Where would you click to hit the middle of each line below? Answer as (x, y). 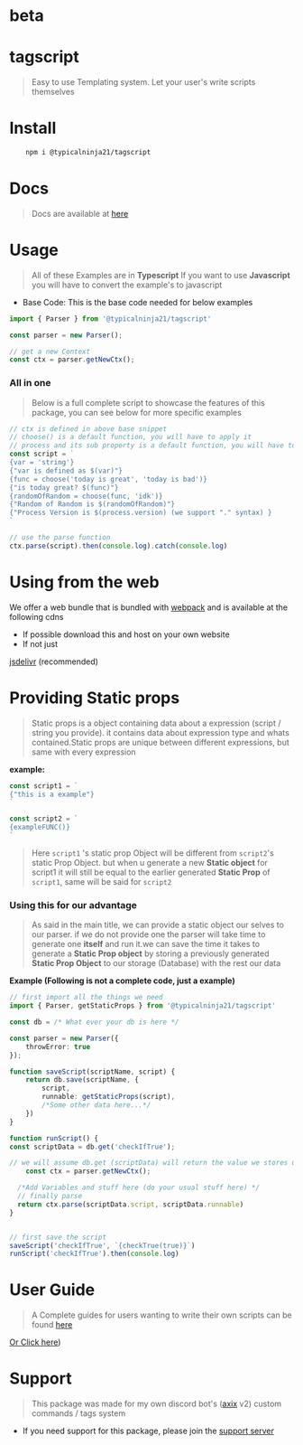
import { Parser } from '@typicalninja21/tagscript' (110, 319)
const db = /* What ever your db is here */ (94, 1022)
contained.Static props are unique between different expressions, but (161, 742)
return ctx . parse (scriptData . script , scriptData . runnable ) (131, 1204)
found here (52, 1325)
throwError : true (58, 1046)
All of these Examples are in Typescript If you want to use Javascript (161, 275)
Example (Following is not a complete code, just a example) (123, 981)
